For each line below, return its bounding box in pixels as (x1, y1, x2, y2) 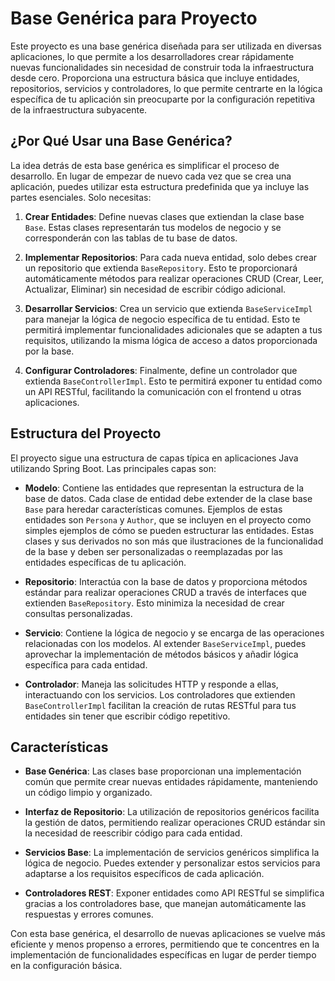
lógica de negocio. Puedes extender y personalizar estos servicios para (24, 857, 321, 869)
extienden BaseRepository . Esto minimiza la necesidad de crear (24, 597, 285, 609)
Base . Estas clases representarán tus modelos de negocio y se (24, 221, 282, 233)
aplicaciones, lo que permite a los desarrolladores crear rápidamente (10, 50, 295, 62)
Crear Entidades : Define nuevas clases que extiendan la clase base (24, 210, 305, 222)
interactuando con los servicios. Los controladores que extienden (24, 688, 296, 701)
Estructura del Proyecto (10, 425, 162, 442)
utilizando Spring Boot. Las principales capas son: (10, 462, 217, 474)
